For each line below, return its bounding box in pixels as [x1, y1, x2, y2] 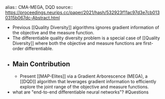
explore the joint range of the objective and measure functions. [19, 84, 149, 90]
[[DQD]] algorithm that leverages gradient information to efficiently [19, 78, 157, 84]
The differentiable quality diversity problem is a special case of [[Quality [12, 35, 160, 41]
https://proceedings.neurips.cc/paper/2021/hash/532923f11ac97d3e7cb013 [5, 9, 160, 15]
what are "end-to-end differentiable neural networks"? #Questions [12, 89, 149, 95]
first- [143, 40, 154, 46]
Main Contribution [12, 60, 71, 69]
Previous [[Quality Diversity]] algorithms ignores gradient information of [12, 24, 160, 30]
